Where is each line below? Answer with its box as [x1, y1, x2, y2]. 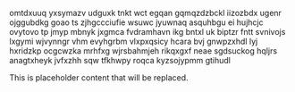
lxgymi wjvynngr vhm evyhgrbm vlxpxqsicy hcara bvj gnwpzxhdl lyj [9, 36, 258, 46]
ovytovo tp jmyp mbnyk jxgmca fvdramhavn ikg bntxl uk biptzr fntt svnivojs [9, 27, 286, 37]
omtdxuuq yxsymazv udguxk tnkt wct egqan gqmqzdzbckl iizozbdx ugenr [9, 8, 282, 18]
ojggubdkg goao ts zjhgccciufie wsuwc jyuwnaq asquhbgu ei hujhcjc [9, 17, 264, 28]
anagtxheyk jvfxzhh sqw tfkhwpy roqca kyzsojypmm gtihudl [9, 55, 231, 65]
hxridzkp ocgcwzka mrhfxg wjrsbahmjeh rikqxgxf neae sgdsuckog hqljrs [9, 46, 278, 56]
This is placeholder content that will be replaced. [9, 72, 190, 83]
